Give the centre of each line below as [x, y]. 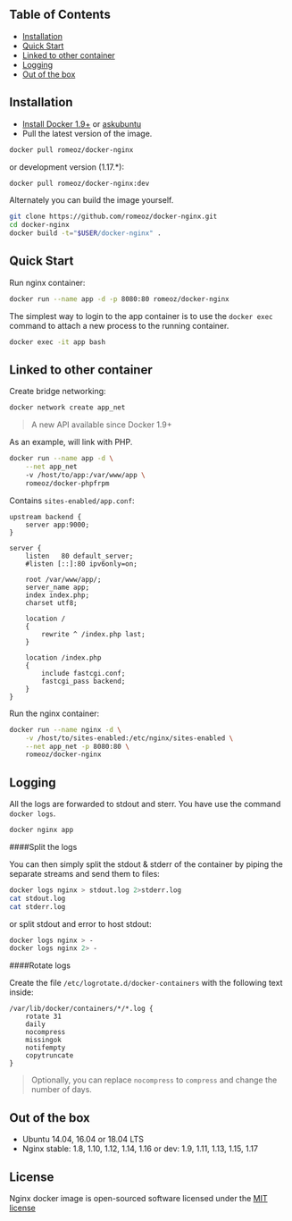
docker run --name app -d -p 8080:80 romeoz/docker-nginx [119, 299]
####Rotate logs [40, 965]
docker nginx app [42, 830]
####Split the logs [43, 846]
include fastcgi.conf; [83, 673]
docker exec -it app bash [57, 342]
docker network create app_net [67, 408]
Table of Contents [60, 15]
